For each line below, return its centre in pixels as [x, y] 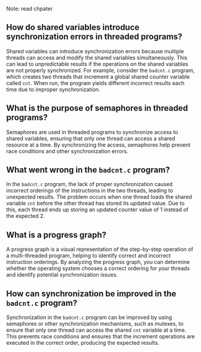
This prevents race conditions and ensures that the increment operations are [100, 336]
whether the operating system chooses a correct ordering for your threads [98, 268]
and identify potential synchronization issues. [62, 275]
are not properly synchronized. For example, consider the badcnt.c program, [100, 70]
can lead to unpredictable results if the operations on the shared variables [97, 64]
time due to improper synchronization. [53, 89]
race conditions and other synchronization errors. [67, 151]
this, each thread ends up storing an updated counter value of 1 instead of [98, 210]
